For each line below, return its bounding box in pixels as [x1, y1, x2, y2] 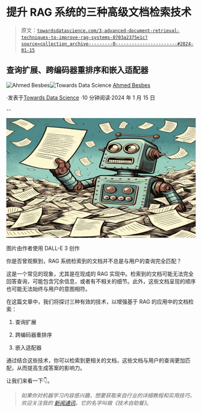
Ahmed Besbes [112, 81, 151, 89]
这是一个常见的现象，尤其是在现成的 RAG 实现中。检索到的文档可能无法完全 [6, 270, 194, 278]
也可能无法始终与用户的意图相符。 [6, 286, 91, 293]
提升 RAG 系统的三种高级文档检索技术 [6, 5, 192, 19]
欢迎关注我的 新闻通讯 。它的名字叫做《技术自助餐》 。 [20, 399, 152, 407]
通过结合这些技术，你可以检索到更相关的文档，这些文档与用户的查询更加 [6, 357, 185, 364]
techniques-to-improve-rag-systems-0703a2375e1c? [20, 34, 148, 40]
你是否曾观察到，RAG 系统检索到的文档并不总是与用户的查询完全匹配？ [6, 257, 182, 265]
